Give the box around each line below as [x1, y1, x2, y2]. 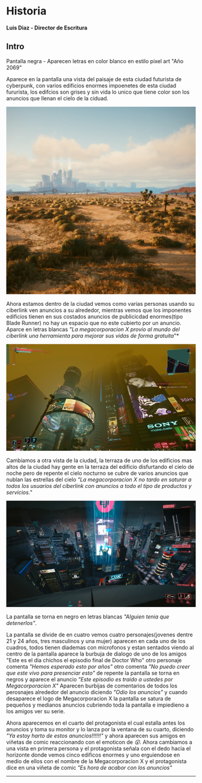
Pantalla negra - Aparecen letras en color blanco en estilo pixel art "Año [6, 57, 184, 64]
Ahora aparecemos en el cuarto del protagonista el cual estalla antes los [6, 719, 185, 727]
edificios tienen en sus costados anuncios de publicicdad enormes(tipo [6, 313, 183, 320]
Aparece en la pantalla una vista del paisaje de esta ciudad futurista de [6, 75, 182, 82]
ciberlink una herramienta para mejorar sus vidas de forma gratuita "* [6, 332, 179, 340]
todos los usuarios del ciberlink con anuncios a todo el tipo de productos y [6, 482, 192, 489]
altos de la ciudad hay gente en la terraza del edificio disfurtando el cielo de [6, 463, 194, 470]
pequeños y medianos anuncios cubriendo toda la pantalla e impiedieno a [6, 701, 189, 708]
